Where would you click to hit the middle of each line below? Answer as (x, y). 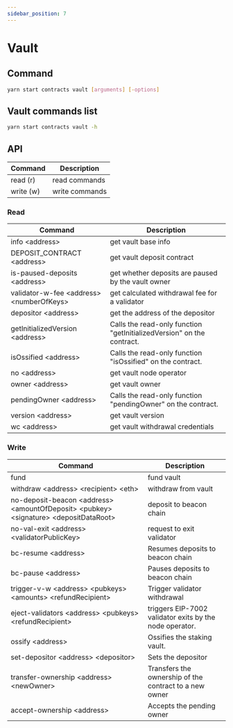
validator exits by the (182, 617)
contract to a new (176, 686)
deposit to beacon (177, 504)
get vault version (137, 415)
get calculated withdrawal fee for (163, 293)
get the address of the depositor (162, 313)
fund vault (164, 477)
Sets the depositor (178, 657)
